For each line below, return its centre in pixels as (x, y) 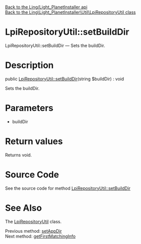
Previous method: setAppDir (34, 231)
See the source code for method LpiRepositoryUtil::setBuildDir (68, 188)
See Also (23, 208)
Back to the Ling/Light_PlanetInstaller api (46, 7)
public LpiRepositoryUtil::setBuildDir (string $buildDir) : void (65, 79)
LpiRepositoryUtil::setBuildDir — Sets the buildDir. (55, 45)
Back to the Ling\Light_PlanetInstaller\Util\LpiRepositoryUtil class (70, 12)
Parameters (29, 108)
